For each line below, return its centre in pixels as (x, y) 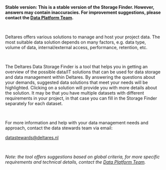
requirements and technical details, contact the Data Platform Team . (76, 162)
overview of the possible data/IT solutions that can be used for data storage (83, 72)
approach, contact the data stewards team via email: (59, 128)
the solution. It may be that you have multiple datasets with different (75, 93)
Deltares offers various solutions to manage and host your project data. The (83, 37)
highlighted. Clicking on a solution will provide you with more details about (81, 88)
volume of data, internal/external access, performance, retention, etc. (76, 47)
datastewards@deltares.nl (32, 138)
